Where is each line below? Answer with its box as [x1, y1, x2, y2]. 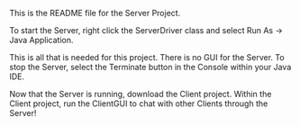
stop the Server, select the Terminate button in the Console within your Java [9, 62, 292, 72]
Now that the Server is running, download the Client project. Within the [9, 89, 272, 99]
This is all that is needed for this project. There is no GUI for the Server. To [9, 52, 286, 62]
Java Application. [9, 35, 74, 45]
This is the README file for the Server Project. [9, 8, 181, 18]
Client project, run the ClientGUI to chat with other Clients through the [9, 98, 268, 109]
